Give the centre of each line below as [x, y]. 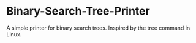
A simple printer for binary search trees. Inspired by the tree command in [98, 28]
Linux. [14, 34]
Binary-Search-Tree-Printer [78, 11]
